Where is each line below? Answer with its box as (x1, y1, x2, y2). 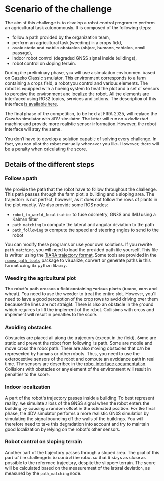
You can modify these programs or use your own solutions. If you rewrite (5, 241, 152, 247)
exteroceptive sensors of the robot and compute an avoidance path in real (5, 356, 155, 362)
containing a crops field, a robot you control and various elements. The (5, 80, 148, 86)
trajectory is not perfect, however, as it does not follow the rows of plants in (5, 196, 158, 202)
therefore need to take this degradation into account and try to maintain (5, 421, 149, 427)
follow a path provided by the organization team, (12, 34, 110, 40)
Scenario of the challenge (5, 3, 112, 15)
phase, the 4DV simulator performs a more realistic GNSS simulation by (5, 410, 149, 416)
